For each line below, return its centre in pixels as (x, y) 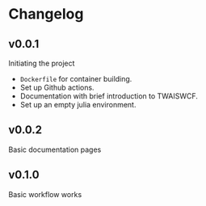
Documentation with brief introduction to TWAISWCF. (109, 96)
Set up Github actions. (57, 87)
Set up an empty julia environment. (78, 105)
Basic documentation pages (55, 149)
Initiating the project (42, 63)
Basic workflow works (45, 194)
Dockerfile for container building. (76, 79)
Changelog (46, 14)
